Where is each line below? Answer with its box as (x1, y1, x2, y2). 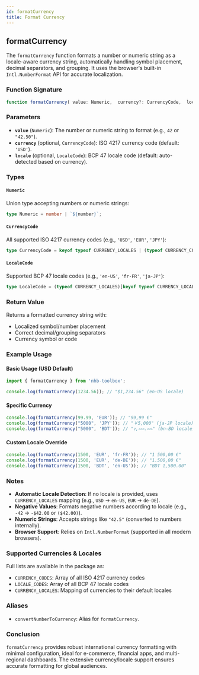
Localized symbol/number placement (14, 323, 106, 330)
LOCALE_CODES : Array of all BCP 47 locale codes (14, 581, 129, 588)
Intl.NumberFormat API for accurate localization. (6, 71, 123, 78)
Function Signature (6, 85, 62, 94)
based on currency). (38, 158, 88, 165)
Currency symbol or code (14, 336, 78, 343)
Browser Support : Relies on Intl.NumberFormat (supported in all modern (14, 528, 191, 536)
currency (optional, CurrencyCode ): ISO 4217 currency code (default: (14, 139, 179, 146)
